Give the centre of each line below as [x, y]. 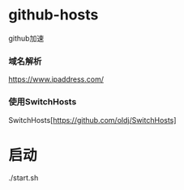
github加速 [26, 38]
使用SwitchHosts [43, 102]
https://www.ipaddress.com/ [56, 79]
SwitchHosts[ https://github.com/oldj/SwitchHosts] [92, 120]
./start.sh [24, 178]
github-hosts [53, 15]
